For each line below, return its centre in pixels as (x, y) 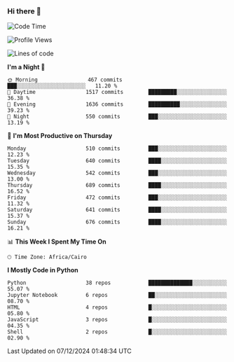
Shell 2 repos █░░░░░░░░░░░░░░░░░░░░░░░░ (117, 332)
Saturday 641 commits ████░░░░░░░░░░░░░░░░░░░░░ (117, 210)
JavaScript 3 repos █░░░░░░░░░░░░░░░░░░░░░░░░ (117, 320)
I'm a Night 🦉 (26, 67)
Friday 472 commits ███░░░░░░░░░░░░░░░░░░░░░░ (117, 198)
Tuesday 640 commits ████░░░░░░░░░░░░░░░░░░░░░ (117, 161)
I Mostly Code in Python (43, 270)
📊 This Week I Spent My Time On (57, 242)
